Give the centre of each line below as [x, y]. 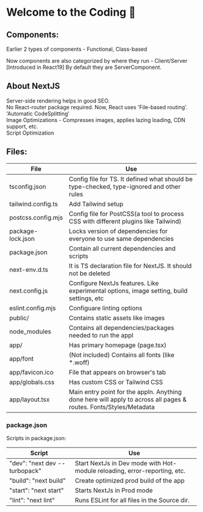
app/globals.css [32, 382]
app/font [22, 359]
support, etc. [22, 126]
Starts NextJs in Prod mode [114, 490]
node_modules [30, 331]
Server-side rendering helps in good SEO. [58, 101]
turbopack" [25, 470]
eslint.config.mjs [33, 308]
